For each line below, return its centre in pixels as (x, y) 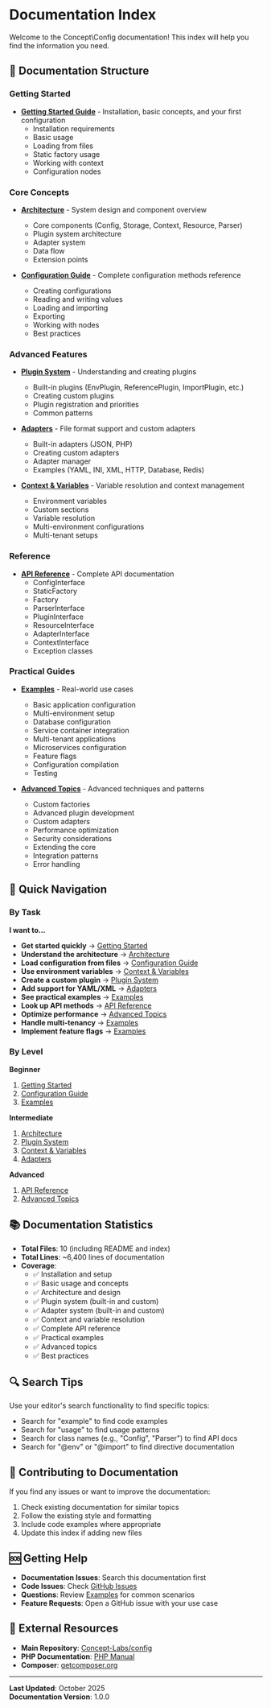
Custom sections (61, 510)
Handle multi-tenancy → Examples (80, 1022)
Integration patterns (66, 856)
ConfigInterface (59, 582)
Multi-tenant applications (74, 739)
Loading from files (63, 146)
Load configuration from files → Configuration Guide (109, 963)
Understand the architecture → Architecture (95, 954)
